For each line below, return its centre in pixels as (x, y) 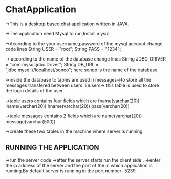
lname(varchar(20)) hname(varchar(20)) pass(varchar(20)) (67, 106)
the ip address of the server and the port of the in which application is (79, 165)
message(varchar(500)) (30, 121)
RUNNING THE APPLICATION (52, 147)
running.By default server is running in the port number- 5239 (70, 171)
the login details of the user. (35, 90)
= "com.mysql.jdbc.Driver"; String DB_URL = (52, 64)
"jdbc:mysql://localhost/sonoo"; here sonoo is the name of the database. (82, 70)
